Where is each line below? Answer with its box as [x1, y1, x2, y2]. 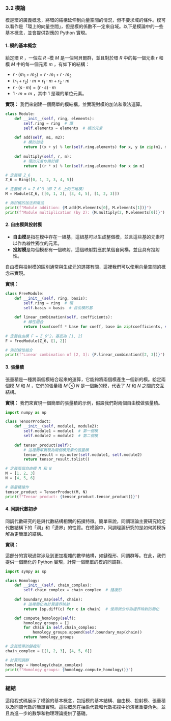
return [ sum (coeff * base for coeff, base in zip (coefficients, [23, 324, 163, 329]
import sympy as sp [5, 569, 47, 574]
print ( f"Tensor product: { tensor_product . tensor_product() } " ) [5, 494, 140, 499]
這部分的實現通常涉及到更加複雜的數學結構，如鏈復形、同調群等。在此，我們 [5, 552, 166, 558]
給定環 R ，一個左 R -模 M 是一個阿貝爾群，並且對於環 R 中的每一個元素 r [5, 54, 158, 61]
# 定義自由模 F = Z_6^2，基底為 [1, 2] [5, 333, 83, 339]
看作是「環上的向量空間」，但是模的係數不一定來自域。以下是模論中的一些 [9, 23, 164, 30]
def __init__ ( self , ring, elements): [14, 116, 95, 121]
